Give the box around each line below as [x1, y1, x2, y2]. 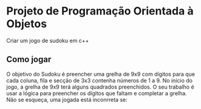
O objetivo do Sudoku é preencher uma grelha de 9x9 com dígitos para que [6, 70, 196, 78]
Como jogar [6, 54, 52, 64]
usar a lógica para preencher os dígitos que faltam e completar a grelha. [6, 89, 187, 97]
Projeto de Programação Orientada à [6, 4, 194, 18]
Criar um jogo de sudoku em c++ [6, 37, 89, 44]
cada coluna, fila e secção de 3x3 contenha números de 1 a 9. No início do [6, 76, 193, 84]
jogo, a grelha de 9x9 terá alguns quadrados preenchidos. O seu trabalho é [6, 83, 194, 90]
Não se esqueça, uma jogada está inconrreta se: [6, 96, 128, 103]
